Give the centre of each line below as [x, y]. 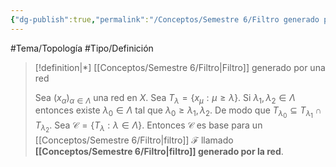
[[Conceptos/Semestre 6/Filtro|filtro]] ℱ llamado [134, 140]
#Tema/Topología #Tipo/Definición [82, 48]
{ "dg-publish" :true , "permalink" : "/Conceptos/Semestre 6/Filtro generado [165, 19]
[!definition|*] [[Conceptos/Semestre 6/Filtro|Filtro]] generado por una [180, 67]
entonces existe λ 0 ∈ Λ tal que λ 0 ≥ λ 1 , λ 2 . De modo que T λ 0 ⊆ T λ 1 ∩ [178, 112]
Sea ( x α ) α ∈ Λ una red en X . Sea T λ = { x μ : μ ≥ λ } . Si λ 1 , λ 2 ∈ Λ [165, 98]
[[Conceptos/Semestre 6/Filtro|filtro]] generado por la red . [159, 151]
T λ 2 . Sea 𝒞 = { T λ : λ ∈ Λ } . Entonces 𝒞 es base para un [148, 127]
